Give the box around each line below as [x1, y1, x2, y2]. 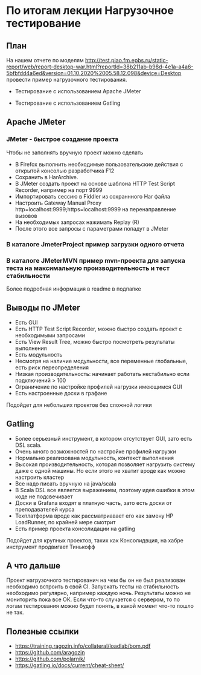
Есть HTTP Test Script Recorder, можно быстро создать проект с [14, 325, 182, 332]
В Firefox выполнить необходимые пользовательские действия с [14, 160, 183, 168]
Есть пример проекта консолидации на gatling [14, 525, 136, 532]
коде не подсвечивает [14, 493, 74, 500]
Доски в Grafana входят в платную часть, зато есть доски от [14, 499, 172, 506]
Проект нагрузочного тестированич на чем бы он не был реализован [6, 576, 186, 584]
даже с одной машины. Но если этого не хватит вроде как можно [14, 467, 186, 474]
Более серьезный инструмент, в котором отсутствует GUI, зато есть [14, 435, 193, 442]
